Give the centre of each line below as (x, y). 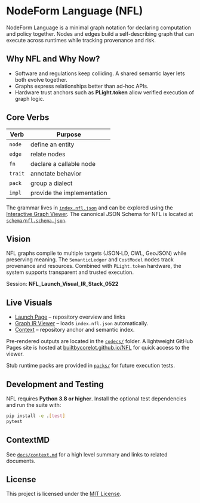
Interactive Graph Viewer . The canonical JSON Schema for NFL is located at (100, 214)
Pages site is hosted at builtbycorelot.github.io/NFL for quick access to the (98, 348)
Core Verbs (28, 118)
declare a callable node (63, 163)
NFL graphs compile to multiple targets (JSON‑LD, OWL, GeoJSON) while (96, 253)
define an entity (52, 144)
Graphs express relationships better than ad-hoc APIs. (81, 86)
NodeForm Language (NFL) (75, 11)
